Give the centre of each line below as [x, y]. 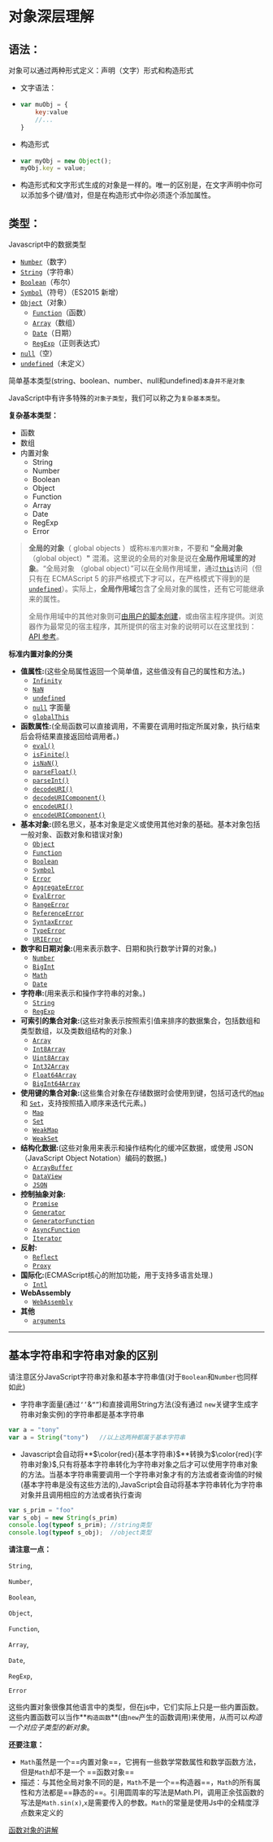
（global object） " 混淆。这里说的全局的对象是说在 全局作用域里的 [139, 558]
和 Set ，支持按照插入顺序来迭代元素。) [83, 1103]
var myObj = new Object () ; [66, 161]
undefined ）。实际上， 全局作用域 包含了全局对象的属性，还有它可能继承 [146, 589]
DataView [47, 1177]
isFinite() [51, 755]
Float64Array [54, 1075]
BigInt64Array [56, 1084]
